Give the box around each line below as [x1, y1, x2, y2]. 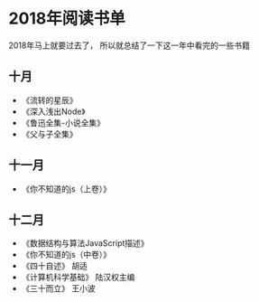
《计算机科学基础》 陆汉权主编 [21, 272, 135, 283]
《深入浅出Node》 [21, 106, 86, 117]
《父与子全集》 [21, 128, 78, 139]
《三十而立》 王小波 [21, 283, 96, 294]
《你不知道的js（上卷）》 [21, 183, 112, 194]
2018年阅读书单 [8, 8, 125, 29]
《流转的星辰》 [21, 94, 78, 105]
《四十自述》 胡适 [21, 260, 88, 271]
